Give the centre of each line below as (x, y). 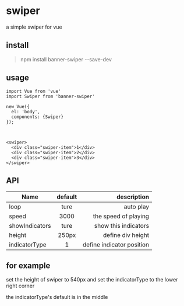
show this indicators (122, 226)
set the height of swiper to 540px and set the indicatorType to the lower (92, 280)
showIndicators (30, 226)
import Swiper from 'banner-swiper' (50, 96)
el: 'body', (26, 112)
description (133, 197)
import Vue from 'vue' (33, 91)
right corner (20, 286)
